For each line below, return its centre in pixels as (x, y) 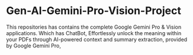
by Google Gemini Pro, (33, 46)
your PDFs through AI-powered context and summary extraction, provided (97, 39)
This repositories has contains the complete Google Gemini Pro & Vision (94, 27)
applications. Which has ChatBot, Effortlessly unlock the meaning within (94, 33)
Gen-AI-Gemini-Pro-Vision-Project (94, 11)
